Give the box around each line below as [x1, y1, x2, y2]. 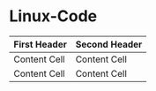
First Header [13, 38, 68, 50]
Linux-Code [9, 6, 98, 27]
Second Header [75, 38, 143, 50]
